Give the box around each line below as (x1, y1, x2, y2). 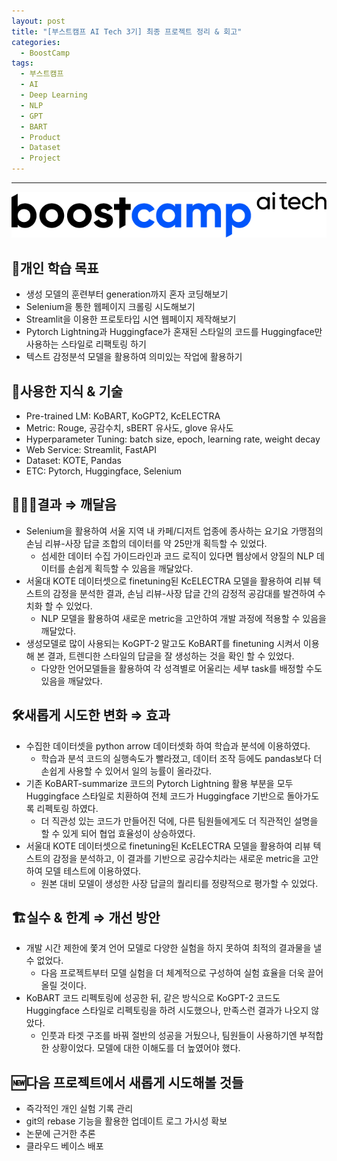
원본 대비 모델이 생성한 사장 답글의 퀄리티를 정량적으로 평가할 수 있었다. (40, 877, 319, 889)
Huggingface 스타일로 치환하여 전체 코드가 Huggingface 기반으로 (25, 790, 285, 802)
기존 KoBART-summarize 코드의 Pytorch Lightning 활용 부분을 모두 (25, 777, 294, 789)
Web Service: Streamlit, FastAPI (25, 444, 158, 456)
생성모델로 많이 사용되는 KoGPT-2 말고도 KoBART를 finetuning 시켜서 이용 (25, 637, 320, 649)
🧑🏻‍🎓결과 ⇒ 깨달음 (11, 496, 117, 514)
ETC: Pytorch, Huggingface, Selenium (25, 465, 183, 477)
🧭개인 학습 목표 (11, 260, 99, 277)
